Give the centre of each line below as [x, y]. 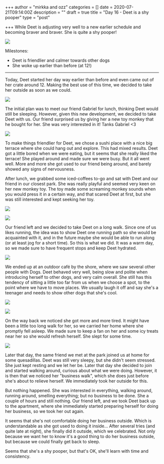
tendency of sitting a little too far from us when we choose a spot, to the [78, 282]
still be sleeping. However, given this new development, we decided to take [81, 114]
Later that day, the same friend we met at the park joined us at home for [77, 355]
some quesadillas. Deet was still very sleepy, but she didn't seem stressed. [81, 360]
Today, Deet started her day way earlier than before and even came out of [80, 80]
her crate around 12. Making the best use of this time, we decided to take [79, 85]
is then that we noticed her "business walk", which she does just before [77, 376]
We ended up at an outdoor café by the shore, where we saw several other [80, 267]
